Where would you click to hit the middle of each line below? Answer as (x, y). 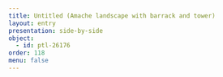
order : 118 (27, 53)
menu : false (28, 61)
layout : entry (32, 23)
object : (21, 38)
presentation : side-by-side (56, 30)
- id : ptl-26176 (43, 46)
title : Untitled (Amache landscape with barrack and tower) (112, 16)
